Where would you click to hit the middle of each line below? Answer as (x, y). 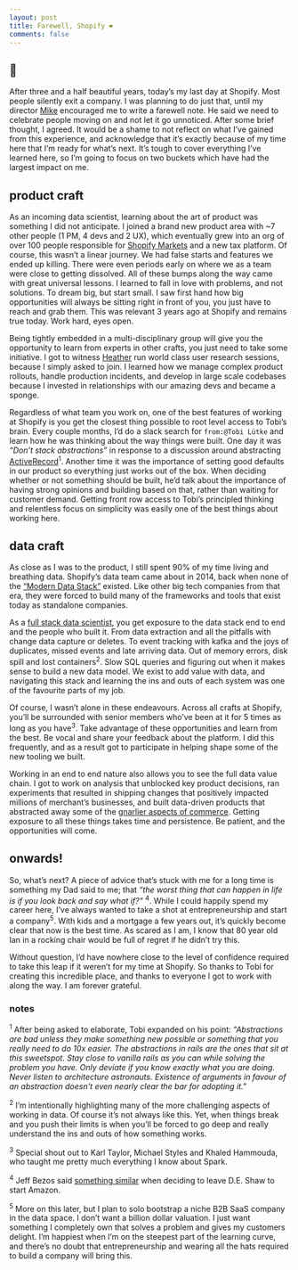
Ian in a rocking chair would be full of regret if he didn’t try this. (125, 939)
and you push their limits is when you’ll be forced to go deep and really (139, 1124)
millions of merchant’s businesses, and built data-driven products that (137, 802)
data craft (37, 546)
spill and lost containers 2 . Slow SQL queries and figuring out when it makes (147, 661)
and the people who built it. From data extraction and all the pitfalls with (140, 632)
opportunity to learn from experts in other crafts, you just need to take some (149, 348)
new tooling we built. (48, 756)
